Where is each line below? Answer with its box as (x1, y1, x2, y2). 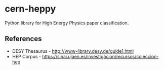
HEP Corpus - (12, 53, 42, 59)
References (5, 34, 42, 43)
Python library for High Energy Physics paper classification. (5, 20, 129, 26)
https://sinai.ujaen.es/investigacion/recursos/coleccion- (42, 53, 159, 59)
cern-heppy (5, 3, 56, 15)
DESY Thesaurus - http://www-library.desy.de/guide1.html (12, 48, 134, 54)
